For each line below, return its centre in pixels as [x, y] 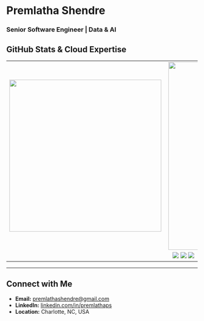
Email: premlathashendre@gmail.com [62, 299]
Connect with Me [39, 284]
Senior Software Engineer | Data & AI [61, 30]
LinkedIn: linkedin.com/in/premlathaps [63, 305]
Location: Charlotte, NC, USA [52, 311]
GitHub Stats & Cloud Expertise [66, 49]
